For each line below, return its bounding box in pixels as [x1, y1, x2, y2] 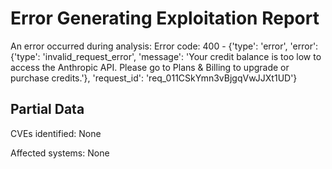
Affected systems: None [10, 147, 110, 159]
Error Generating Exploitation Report [10, 7, 320, 30]
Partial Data [10, 101, 85, 118]
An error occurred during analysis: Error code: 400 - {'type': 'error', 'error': [10, 40, 319, 52]
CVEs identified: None [10, 127, 102, 139]
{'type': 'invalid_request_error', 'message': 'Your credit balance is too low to [10, 50, 322, 62]
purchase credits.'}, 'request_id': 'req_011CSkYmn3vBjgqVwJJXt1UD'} [10, 72, 298, 84]
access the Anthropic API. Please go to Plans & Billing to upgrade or [10, 61, 290, 73]
